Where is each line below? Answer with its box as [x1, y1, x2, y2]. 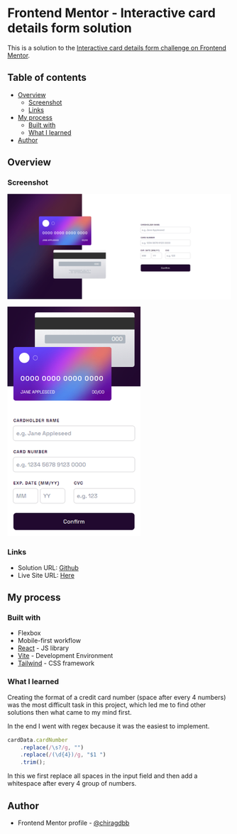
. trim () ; [20, 759, 46, 766]
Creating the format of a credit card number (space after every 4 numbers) [7, 693, 226, 701]
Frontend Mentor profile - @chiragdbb [17, 818, 130, 828]
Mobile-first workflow [17, 637, 82, 645]
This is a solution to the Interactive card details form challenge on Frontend [7, 43, 227, 52]
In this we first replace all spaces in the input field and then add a [7, 772, 198, 780]
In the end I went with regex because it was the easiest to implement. [7, 722, 210, 730]
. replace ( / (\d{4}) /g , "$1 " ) [20, 751, 106, 759]
